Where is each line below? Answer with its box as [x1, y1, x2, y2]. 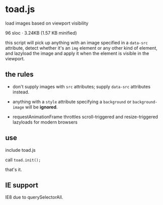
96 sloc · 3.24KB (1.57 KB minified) [5, 30, 77, 36]
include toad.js [5, 147, 36, 153]
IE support [5, 181, 39, 189]
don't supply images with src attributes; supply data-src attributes [12, 83, 151, 89]
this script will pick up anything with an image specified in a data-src [5, 39, 148, 46]
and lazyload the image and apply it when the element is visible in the [5, 50, 149, 56]
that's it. [5, 166, 22, 172]
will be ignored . [25, 104, 58, 110]
